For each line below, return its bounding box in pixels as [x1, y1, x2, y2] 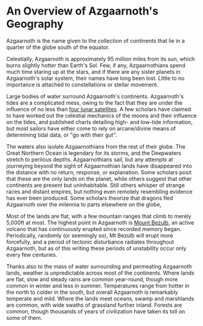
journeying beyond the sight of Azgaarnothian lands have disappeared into [6, 162, 192, 169]
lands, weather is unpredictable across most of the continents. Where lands [6, 269, 195, 276]
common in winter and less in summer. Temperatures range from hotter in [6, 282, 190, 289]
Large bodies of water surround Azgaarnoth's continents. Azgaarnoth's [6, 93, 184, 100]
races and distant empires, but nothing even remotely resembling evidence [6, 187, 193, 195]
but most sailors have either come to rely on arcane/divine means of [6, 125, 176, 132]
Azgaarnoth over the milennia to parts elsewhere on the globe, [6, 201, 162, 208]
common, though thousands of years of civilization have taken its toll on [6, 307, 185, 315]
